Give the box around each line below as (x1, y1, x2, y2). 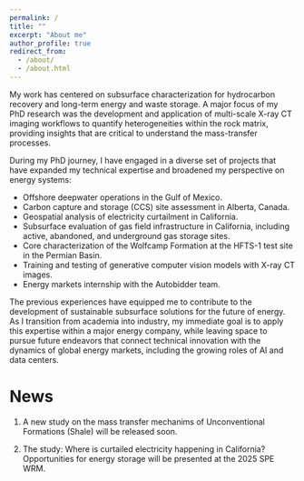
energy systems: (9, 174, 72, 185)
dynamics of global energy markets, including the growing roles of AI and (9, 345, 284, 356)
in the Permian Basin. (22, 249, 103, 260)
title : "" (9, 22, 47, 31)
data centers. (9, 354, 59, 365)
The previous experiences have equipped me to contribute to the (9, 296, 252, 307)
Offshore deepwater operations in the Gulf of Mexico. (22, 192, 223, 203)
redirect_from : (9, 47, 67, 56)
